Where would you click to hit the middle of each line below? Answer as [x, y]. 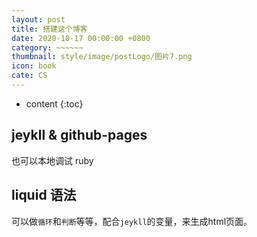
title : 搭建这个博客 [49, 29]
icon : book [34, 66]
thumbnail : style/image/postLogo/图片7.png [102, 57]
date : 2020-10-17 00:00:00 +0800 [81, 38]
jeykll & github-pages [79, 135]
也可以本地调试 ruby [52, 160]
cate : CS [29, 76]
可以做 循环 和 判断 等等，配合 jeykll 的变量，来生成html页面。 [132, 221]
